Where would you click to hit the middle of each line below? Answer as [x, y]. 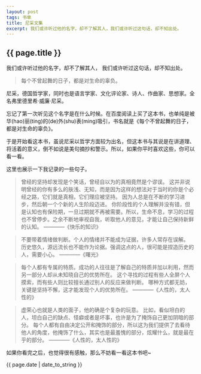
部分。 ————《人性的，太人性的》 [77, 340]
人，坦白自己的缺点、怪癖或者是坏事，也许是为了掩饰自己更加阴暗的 [105, 318]
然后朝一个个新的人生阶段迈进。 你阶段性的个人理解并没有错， [108, 204]
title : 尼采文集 [25, 23]
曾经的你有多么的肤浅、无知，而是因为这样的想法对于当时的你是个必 [110, 189]
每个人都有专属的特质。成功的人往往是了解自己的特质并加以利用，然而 [107, 267]
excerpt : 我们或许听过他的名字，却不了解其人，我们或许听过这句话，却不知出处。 [94, 28]
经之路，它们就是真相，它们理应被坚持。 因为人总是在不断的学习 [100, 197]
